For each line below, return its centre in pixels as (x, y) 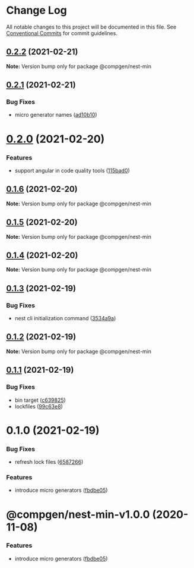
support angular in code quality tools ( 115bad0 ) (72, 170)
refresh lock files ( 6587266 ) (49, 462)
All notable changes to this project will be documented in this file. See (91, 27)
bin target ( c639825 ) (40, 400)
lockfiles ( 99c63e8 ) (39, 406)
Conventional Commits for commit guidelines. (62, 33)
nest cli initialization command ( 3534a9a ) (65, 319)
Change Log (36, 10)
